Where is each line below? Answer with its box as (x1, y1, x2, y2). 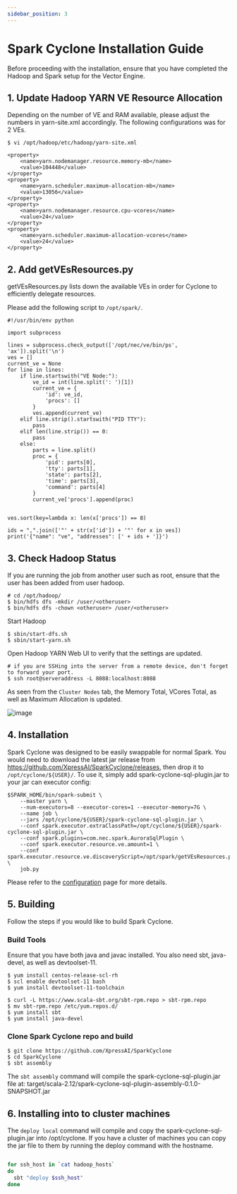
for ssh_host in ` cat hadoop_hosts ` (7, 1162, 115, 1169)
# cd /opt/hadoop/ (7, 592, 61, 599)
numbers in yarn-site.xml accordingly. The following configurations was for (7, 118, 226, 127)
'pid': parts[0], (44, 459, 97, 466)
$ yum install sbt (7, 1008, 61, 1016)
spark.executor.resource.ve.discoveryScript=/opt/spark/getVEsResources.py (7, 853, 235, 860)
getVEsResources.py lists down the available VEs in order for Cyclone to (7, 282, 217, 291)
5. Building (7, 898, 55, 910)
